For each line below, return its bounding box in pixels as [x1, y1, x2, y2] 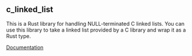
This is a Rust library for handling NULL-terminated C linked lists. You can [6, 20, 185, 27]
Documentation [6, 44, 44, 51]
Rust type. [6, 32, 31, 40]
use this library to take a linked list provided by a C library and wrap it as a [6, 26, 186, 33]
